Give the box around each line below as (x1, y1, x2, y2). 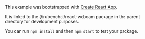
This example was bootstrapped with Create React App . (5, 4, 118, 10)
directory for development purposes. (5, 19, 79, 24)
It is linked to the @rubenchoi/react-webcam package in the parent (5, 14, 140, 19)
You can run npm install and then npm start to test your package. (5, 28, 138, 34)
